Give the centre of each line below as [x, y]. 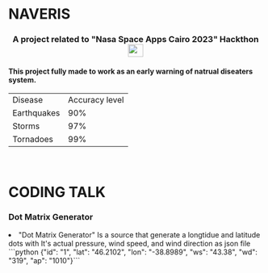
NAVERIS [40, 14]
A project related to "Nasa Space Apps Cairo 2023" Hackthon [136, 40]
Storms [26, 126]
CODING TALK [57, 192]
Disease [28, 100]
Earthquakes [36, 113]
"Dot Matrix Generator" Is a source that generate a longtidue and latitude [140, 234]
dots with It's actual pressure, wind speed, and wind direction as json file [130, 243]
